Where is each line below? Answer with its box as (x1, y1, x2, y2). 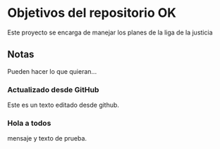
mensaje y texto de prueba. (7, 134, 87, 143)
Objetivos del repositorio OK (7, 5, 176, 21)
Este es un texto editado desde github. (7, 101, 120, 110)
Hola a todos (7, 118, 51, 128)
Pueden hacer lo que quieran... (7, 67, 97, 75)
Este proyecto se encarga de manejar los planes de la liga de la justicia (7, 28, 213, 37)
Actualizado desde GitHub (7, 84, 99, 94)
